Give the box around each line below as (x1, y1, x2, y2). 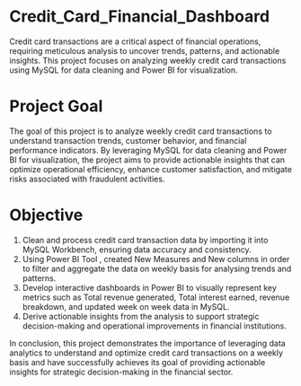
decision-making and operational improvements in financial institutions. (22, 320, 288, 331)
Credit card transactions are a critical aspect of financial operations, (9, 36, 261, 47)
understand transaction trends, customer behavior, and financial (9, 135, 247, 145)
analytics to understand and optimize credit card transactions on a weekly (9, 347, 284, 358)
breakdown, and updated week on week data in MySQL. (22, 301, 230, 311)
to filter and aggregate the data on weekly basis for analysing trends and (22, 263, 292, 274)
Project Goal (9, 96, 103, 117)
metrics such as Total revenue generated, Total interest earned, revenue (22, 292, 290, 303)
